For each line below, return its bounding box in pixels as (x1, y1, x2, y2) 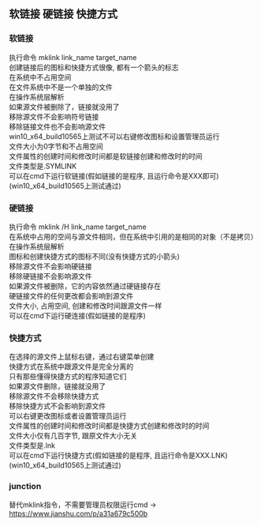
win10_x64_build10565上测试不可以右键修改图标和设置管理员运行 (9, 131, 220, 141)
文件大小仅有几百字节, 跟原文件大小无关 (9, 431, 137, 441)
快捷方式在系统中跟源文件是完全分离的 (9, 362, 133, 371)
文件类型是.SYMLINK (9, 161, 77, 171)
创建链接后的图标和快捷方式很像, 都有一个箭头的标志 (9, 62, 179, 72)
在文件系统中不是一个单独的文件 (9, 82, 113, 92)
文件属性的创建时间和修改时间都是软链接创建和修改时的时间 (9, 151, 203, 160)
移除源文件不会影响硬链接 (9, 261, 92, 271)
